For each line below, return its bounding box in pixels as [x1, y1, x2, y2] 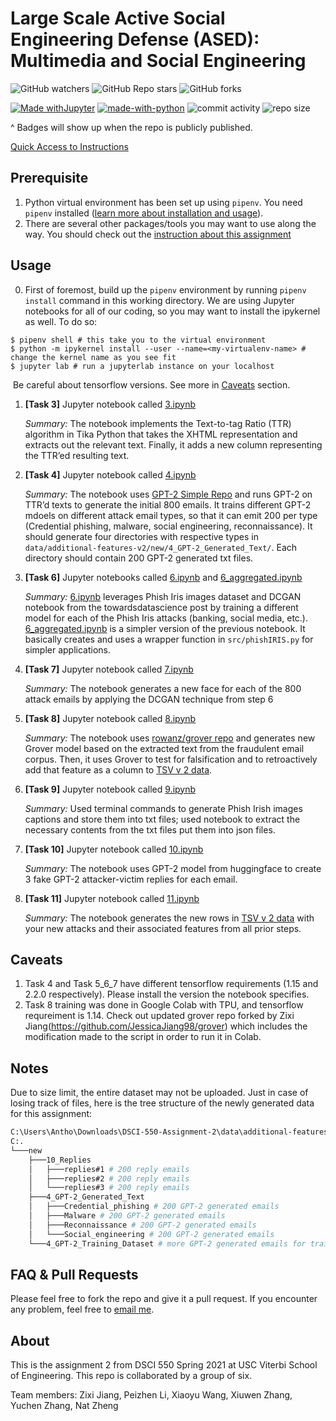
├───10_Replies [28, 1155, 92, 1165]
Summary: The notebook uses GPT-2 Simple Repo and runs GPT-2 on [24, 488, 313, 500]
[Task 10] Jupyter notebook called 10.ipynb [24, 843, 204, 855]
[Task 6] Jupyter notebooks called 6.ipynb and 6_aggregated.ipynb [24, 571, 303, 583]
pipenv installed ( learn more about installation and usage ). [24, 207, 264, 219]
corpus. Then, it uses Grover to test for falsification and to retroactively [24, 753, 318, 765]
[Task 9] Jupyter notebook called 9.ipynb [24, 783, 197, 795]
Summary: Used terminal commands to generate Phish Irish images [24, 802, 303, 814]
